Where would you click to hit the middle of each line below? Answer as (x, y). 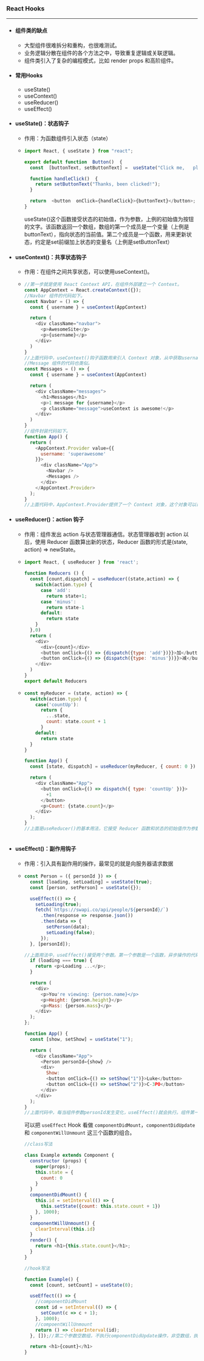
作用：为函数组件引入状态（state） (68, 138)
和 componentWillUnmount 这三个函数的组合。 (80, 1133)
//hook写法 (37, 1268)
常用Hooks (29, 76)
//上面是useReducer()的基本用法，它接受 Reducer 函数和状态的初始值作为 (107, 829)
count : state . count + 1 (76, 722)
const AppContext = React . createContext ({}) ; (83, 290)
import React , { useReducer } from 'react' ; (81, 562)
